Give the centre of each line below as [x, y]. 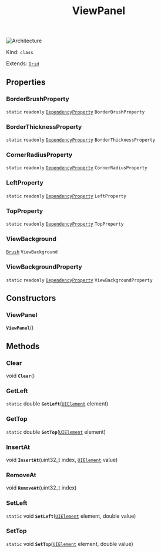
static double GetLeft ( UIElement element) [57, 404]
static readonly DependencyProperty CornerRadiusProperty [77, 168]
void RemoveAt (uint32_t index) [41, 488]
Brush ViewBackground [32, 252]
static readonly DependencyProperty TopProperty [65, 224]
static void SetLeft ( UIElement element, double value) [71, 516]
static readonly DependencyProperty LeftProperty [66, 196]
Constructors [31, 298]
